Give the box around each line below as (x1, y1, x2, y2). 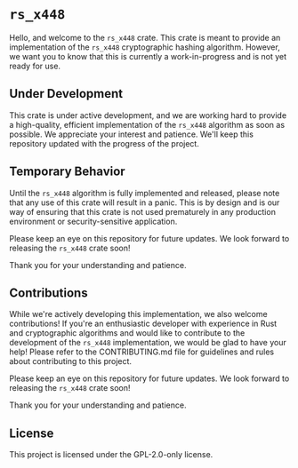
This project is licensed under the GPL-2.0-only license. (9, 449, 213, 460)
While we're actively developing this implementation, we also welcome (9, 309, 269, 320)
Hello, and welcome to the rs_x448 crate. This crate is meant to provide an (9, 32, 281, 43)
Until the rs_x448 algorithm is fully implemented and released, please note (9, 187, 280, 198)
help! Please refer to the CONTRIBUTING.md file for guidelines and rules (9, 346, 274, 357)
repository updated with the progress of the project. (9, 138, 200, 148)
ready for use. (9, 60, 60, 71)
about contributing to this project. (9, 356, 132, 367)
